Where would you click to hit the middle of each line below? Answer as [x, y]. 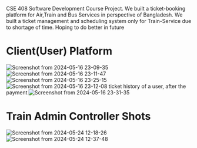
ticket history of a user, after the [147, 86]
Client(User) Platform [59, 51]
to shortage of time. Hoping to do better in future [65, 27]
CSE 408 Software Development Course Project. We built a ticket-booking [96, 9]
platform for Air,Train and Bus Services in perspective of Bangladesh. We [94, 15]
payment [17, 92]
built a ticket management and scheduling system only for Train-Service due [99, 21]
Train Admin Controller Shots [79, 116]
